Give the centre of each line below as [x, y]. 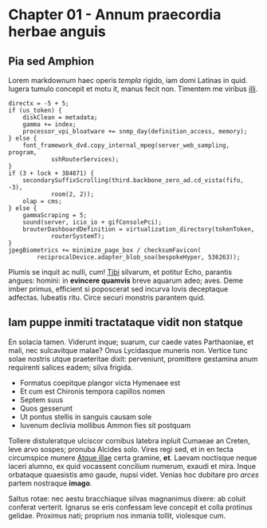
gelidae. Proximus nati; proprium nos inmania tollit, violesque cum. [117, 515]
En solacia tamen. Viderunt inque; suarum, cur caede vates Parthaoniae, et [131, 342]
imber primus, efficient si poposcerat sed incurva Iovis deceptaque [118, 289]
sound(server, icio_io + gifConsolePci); [92, 222]
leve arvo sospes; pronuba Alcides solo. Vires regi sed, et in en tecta [121, 449]
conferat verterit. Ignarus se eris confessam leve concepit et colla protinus [130, 507]
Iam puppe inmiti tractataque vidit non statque [126, 322]
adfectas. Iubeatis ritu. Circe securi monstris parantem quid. [107, 298]
